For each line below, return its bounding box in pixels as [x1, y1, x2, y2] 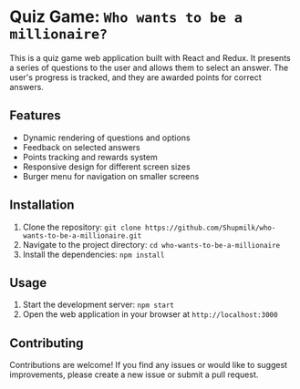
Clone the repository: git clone [22, 221, 141, 232]
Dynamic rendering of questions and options [22, 132, 191, 143]
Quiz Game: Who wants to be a [9, 6, 243, 27]
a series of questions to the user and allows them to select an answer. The [9, 62, 289, 73]
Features [9, 107, 61, 124]
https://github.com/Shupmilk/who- [144, 223, 276, 232]
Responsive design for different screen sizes [22, 161, 191, 172]
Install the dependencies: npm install [22, 249, 165, 260]
